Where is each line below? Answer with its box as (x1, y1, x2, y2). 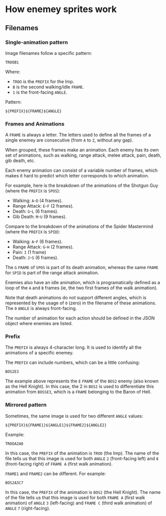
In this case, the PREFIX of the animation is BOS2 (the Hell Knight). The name (5, 489, 161, 495)
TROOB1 (5, 59, 19, 65)
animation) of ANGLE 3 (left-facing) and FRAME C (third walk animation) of (5, 500, 152, 506)
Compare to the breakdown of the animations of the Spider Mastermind (5, 223, 153, 230)
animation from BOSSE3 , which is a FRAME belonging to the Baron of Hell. (5, 389, 152, 395)
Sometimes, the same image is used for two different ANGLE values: (5, 413, 143, 419)
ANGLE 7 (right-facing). (5, 505, 50, 511)
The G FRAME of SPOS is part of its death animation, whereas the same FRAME (5, 265, 158, 271)
